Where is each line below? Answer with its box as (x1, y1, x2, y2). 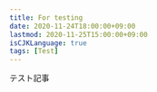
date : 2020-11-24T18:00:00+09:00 (9, 22, 136, 31)
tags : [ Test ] (9, 47, 59, 56)
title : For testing (9, 13, 83, 23)
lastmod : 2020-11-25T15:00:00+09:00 (9, 30, 148, 39)
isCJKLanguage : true (9, 38, 88, 48)
